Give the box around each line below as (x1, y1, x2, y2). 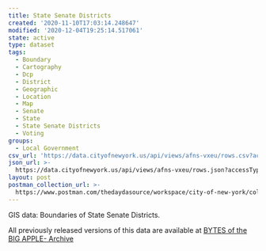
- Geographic (15, 85, 59, 93)
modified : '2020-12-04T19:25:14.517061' (8, 26, 144, 34)
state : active (8, 33, 55, 42)
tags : (8, 48, 26, 56)
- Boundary (15, 56, 51, 64)
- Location (15, 93, 51, 101)
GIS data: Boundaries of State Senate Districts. (8, 210, 161, 219)
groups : (8, 136, 34, 145)
